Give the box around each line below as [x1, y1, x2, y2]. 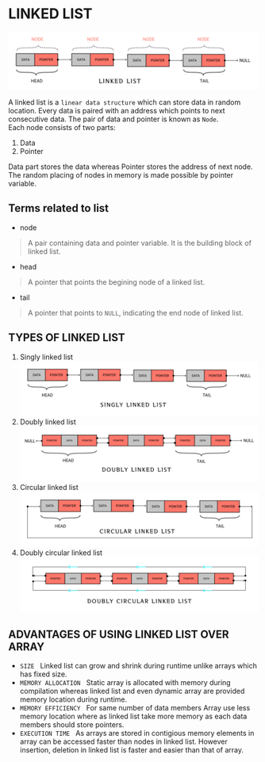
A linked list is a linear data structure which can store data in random [8, 98, 241, 107]
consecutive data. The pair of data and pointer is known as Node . [8, 114, 219, 124]
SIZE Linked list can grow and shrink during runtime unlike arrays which [19, 661, 258, 670]
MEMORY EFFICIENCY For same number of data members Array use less [19, 703, 251, 712]
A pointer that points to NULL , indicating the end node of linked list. [27, 308, 244, 317]
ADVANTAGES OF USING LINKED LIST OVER [8, 627, 229, 641]
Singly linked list [19, 352, 74, 362]
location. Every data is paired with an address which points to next [8, 106, 225, 116]
